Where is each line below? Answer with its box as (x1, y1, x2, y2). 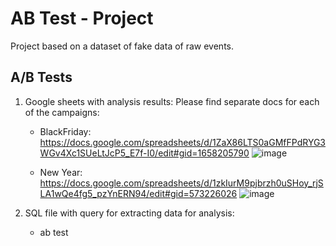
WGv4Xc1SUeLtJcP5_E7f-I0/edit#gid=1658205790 (39, 147, 250, 159)
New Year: (39, 166, 83, 178)
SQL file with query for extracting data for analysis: (24, 207, 235, 219)
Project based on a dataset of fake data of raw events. (10, 40, 234, 52)
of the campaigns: (24, 106, 100, 118)
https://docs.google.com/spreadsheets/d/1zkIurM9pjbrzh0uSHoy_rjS (39, 177, 324, 189)
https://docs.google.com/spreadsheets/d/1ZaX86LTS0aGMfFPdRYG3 (39, 136, 327, 148)
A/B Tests (10, 69, 73, 86)
